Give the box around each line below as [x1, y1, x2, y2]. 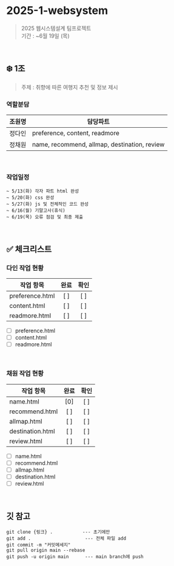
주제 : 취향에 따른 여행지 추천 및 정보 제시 [21, 83, 118, 91]
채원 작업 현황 [6, 369, 44, 378]
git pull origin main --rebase [6, 547, 85, 553]
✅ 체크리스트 [6, 244, 52, 254]
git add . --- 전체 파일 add [6, 535, 126, 542]
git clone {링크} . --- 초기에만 [6, 529, 110, 535]
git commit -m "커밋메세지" [6, 542, 71, 548]
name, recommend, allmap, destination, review [32, 141, 165, 149]
